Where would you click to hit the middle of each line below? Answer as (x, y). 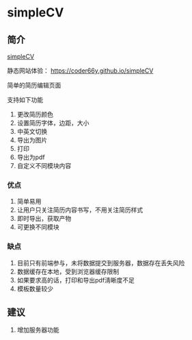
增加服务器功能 (38, 330)
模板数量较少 (35, 289)
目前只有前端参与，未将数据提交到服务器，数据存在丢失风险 (101, 263)
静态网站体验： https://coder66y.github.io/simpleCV (80, 71)
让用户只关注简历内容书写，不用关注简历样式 (80, 210)
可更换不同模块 (38, 227)
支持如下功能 (25, 100)
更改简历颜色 (35, 114)
